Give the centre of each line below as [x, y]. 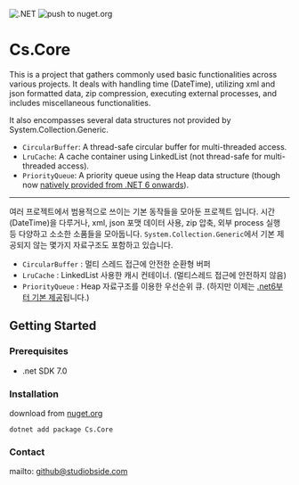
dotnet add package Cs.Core [61, 429]
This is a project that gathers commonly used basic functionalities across [143, 74]
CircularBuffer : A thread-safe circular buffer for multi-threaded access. [154, 146]
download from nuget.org [56, 413]
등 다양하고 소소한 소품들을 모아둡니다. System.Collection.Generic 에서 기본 [142, 234]
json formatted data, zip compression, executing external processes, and [143, 93]
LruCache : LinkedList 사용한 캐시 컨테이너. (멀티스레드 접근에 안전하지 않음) [154, 275]
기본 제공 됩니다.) [61, 297]
